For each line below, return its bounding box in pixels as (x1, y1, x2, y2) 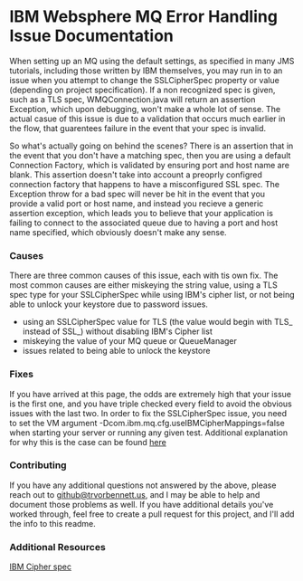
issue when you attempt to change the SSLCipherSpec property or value (9, 74, 280, 85)
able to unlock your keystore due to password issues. (9, 299, 208, 310)
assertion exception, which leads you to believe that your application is (9, 207, 274, 218)
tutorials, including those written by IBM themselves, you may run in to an (9, 65, 283, 76)
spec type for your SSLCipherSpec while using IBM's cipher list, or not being (9, 290, 295, 300)
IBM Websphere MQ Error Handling (9, 6, 279, 27)
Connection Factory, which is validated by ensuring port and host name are (9, 159, 289, 170)
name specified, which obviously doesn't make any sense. (9, 226, 228, 237)
